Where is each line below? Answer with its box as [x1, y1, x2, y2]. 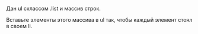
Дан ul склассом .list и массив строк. [6, 5, 101, 12]
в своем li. [6, 23, 33, 29]
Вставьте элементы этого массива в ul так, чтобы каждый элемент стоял [6, 16, 193, 23]
